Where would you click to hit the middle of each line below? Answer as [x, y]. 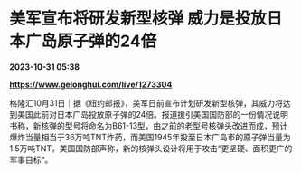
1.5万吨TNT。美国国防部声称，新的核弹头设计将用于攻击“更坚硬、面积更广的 [151, 148]
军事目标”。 [31, 159]
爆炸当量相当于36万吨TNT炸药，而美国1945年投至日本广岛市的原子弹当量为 [150, 137]
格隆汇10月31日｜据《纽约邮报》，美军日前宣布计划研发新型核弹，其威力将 [146, 103]
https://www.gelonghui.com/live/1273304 [91, 84]
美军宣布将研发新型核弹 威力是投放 [138, 19]
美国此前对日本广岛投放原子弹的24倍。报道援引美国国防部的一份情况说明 [153, 114]
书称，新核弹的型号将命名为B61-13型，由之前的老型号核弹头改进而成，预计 [149, 125]
